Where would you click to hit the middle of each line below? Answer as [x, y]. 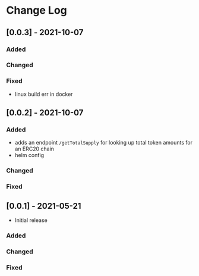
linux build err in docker [44, 94]
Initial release [31, 220]
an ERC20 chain [34, 149]
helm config [29, 155]
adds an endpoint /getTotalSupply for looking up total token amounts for [104, 143]
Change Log [37, 10]
